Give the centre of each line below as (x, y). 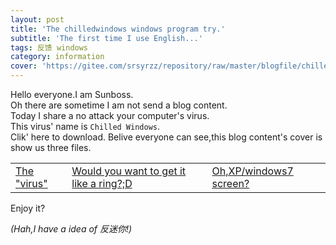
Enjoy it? (28, 208)
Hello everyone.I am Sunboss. (72, 94)
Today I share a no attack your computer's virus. (110, 115)
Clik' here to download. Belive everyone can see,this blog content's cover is (166, 137)
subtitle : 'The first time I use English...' (106, 38)
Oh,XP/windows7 (252, 171)
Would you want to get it (129, 171)
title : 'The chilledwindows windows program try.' (118, 29)
